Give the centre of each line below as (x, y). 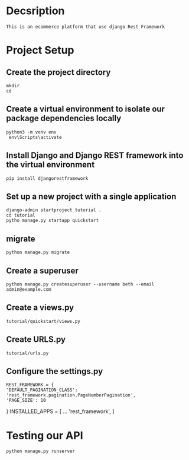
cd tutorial (21, 215)
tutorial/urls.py (27, 353)
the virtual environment (50, 165)
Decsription (35, 11)
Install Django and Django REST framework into (95, 156)
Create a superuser (42, 270)
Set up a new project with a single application (91, 196)
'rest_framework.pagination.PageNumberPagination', (71, 395)
